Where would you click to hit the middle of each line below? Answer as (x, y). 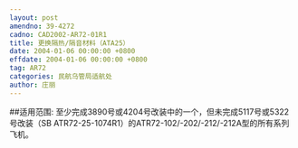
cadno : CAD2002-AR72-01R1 (58, 34)
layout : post (34, 18)
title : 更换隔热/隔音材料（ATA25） (69, 43)
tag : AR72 (28, 69)
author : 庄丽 (33, 85)
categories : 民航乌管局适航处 (61, 77)
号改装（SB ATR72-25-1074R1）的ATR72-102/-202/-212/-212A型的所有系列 (149, 123)
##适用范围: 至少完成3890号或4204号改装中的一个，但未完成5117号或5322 (149, 111)
